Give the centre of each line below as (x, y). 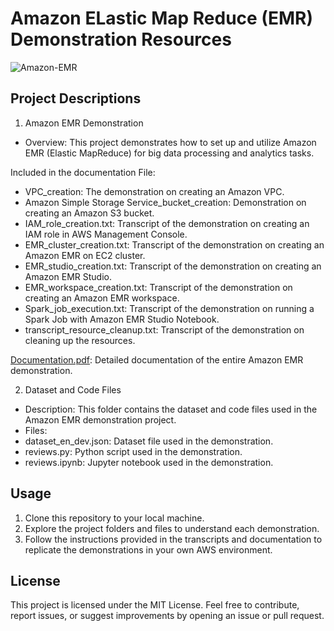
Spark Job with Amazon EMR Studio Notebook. (122, 319)
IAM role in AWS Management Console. (106, 234)
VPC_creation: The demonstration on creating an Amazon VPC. (154, 191)
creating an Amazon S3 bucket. (89, 213)
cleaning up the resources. (80, 340)
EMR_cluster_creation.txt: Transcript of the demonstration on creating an (174, 244)
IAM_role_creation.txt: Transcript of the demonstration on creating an (167, 223)
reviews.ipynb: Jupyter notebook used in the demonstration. (149, 462)
